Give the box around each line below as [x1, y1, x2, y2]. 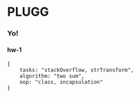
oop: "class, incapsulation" [19, 79, 103, 86]
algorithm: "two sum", [19, 73, 85, 79]
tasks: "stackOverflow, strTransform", [19, 66, 134, 74]
